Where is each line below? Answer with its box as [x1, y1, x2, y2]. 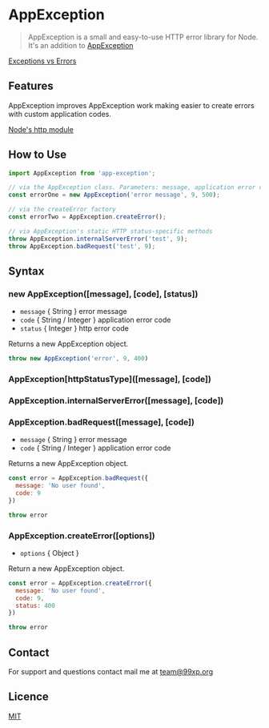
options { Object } [19, 548, 80, 557]
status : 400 [15, 601, 56, 609]
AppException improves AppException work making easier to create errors [8, 100, 255, 110]
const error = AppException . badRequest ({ [8, 474, 149, 482]
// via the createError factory [8, 206, 116, 214]
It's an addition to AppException [27, 40, 134, 50]
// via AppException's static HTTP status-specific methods [8, 227, 214, 235]
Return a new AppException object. [8, 563, 125, 573]
